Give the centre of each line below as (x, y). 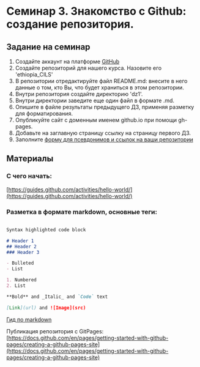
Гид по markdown (29, 319)
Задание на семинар (48, 47)
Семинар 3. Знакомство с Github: (96, 11)
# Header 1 (20, 241)
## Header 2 (21, 247)
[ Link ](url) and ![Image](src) (46, 308)
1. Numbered (21, 280)
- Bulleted (20, 263)
